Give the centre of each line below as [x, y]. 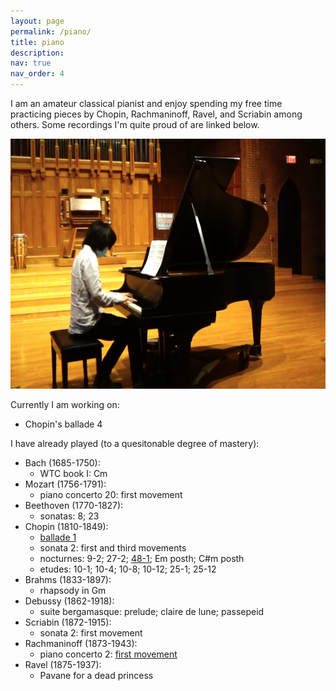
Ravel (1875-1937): [63, 664]
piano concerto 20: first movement [111, 494]
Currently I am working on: [65, 404]
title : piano [37, 42]
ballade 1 [58, 537]
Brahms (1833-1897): [68, 579]
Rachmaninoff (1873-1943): [81, 643]
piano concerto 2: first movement [108, 654]
